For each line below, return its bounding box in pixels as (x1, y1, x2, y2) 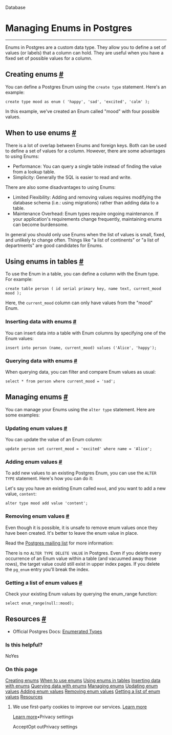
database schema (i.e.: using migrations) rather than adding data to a (12, 199, 159, 205)
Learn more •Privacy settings (12, 714, 74, 720)
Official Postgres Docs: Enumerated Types (12, 628, 102, 635)
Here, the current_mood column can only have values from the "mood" (5, 300, 153, 306)
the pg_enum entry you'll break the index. (5, 566, 90, 572)
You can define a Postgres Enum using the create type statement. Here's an (5, 83, 166, 90)
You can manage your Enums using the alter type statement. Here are (5, 406, 155, 412)
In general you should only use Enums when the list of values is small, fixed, (5, 231, 166, 237)
